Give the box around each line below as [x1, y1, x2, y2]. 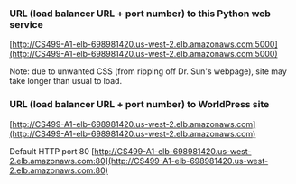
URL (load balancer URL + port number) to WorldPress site [9, 98, 270, 111]
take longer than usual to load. [9, 76, 123, 87]
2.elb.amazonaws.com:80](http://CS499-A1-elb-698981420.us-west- [9, 155, 269, 166]
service [9, 18, 43, 31]
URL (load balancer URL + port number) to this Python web [9, 7, 271, 20]
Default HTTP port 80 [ [9, 145, 95, 156]
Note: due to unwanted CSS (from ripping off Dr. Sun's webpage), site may [9, 66, 287, 77]
